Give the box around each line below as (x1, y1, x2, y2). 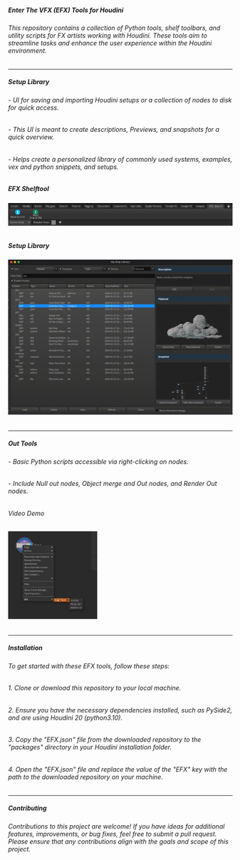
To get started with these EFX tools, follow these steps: (8, 661, 170, 670)
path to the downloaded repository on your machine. (8, 773, 163, 782)
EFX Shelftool (8, 185, 49, 193)
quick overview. (8, 133, 54, 142)
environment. (8, 46, 47, 55)
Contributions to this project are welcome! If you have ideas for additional (8, 822, 225, 830)
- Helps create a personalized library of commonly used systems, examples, (8, 155, 233, 163)
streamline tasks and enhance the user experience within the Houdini (8, 38, 212, 47)
